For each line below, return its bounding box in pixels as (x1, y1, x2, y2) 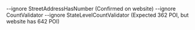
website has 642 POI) (6, 18, 60, 25)
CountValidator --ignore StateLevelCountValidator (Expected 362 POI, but (6, 11, 189, 19)
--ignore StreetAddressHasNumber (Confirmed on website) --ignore (6, 5, 176, 12)
